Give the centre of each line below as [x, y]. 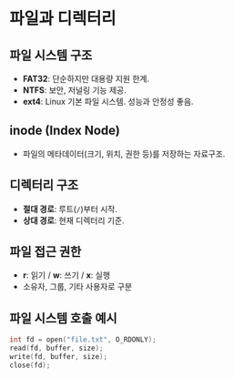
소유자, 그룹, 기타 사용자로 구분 [77, 287]
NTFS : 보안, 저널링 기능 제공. [74, 90]
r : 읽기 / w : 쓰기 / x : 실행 [66, 275]
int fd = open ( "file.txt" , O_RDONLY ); [83, 340]
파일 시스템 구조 [51, 55]
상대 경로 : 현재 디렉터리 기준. [73, 220]
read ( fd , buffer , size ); [56, 348]
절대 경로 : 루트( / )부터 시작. [70, 209]
